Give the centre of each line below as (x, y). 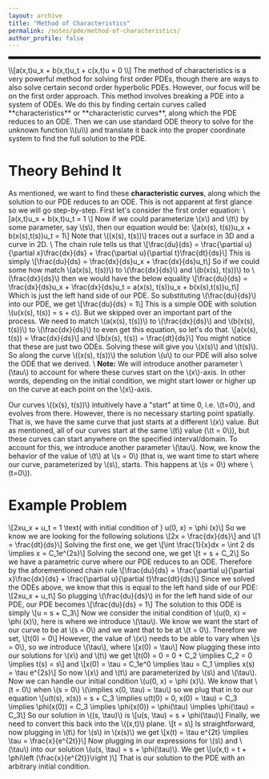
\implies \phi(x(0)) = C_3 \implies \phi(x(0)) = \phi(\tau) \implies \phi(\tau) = (132, 707)
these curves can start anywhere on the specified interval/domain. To (123, 439)
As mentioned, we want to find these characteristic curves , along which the (134, 193)
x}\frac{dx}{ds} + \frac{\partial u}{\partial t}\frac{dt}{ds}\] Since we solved (132, 579)
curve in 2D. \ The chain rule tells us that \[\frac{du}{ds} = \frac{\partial (126, 245)
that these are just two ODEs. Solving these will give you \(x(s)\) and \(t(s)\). (133, 347)
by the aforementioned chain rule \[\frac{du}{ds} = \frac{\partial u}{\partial (131, 570)
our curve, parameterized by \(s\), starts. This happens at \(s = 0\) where (128, 465)
